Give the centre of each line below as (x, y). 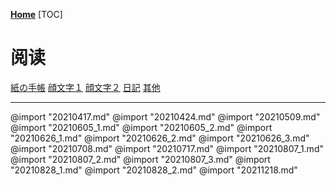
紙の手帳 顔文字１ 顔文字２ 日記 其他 (85, 87)
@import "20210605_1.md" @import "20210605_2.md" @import (141, 127)
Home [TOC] (36, 14)
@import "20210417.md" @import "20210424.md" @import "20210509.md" (165, 116)
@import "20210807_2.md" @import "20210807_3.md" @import (140, 159)
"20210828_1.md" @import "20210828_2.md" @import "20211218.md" (154, 170)
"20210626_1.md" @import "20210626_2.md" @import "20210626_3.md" (160, 138)
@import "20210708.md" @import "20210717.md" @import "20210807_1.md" (167, 148)
